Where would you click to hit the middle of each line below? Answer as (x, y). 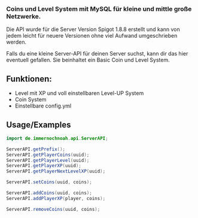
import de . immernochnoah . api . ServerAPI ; (57, 138)
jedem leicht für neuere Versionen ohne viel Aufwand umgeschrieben (92, 36)
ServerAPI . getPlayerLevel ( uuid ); (48, 160)
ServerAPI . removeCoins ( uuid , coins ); (53, 209)
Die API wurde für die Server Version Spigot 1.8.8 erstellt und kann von (93, 29)
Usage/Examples (39, 125)
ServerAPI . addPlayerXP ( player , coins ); (56, 198)
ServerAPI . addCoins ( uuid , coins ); (49, 193)
